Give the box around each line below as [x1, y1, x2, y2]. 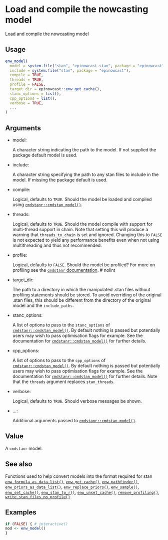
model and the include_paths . [12, 302, 74, 309]
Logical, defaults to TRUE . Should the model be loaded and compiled [12, 197, 152, 203]
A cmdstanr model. [5, 445, 43, 451]
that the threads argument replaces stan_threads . [12, 379, 115, 385]
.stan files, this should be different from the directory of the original [12, 297, 151, 303]
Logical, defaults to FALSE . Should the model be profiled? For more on [12, 262, 155, 268]
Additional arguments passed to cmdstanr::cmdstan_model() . [12, 418, 136, 424]
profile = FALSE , [9, 82, 46, 87]
